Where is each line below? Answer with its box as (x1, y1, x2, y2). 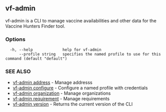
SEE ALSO (5, 68, 31, 75)
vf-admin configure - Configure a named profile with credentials (12, 85, 148, 91)
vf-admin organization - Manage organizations (12, 90, 111, 96)
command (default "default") (5, 56, 67, 62)
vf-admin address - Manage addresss (12, 79, 93, 86)
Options (5, 36, 26, 43)
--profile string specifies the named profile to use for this (18, 52, 161, 57)
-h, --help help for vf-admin (10, 47, 102, 52)
